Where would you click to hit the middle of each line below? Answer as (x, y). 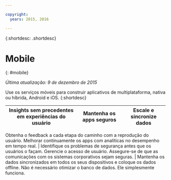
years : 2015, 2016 (30, 19)
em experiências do (41, 116)
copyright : (17, 14)
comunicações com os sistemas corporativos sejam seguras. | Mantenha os (85, 157)
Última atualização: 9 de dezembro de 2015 (51, 82)
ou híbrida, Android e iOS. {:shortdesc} (46, 98)
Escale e (144, 110)
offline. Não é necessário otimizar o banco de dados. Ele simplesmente (80, 168)
